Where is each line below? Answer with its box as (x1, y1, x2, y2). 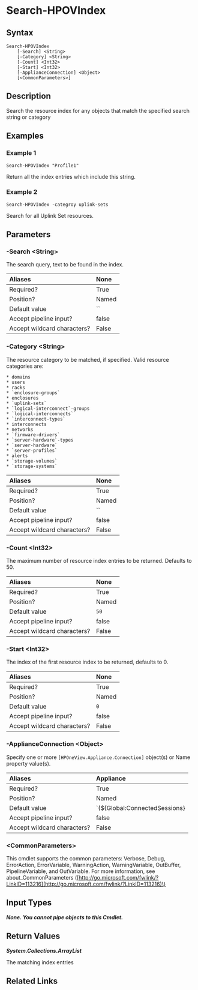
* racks (6, 385, 26, 391)
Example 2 (6, 188, 38, 196)
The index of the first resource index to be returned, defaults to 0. (6, 658, 169, 666)
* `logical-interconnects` (6, 410, 74, 417)
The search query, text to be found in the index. (6, 261, 124, 268)
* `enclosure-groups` (6, 389, 61, 396)
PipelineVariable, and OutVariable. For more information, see (6, 868, 155, 875)
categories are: (6, 362, 44, 370)
